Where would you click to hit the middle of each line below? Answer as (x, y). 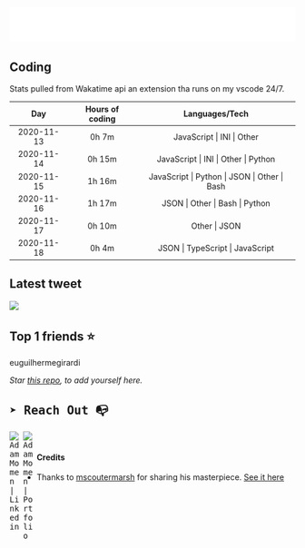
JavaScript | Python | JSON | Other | (216, 176)
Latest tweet (45, 284)
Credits (51, 457)
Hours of (102, 109)
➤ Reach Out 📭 (59, 410)
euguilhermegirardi (45, 363)
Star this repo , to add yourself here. (76, 380)
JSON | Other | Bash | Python (216, 203)
